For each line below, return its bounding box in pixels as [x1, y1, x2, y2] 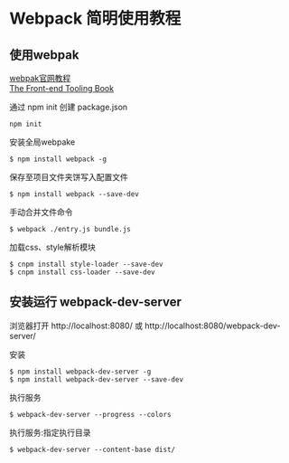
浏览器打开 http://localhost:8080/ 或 [9, 320, 143, 331]
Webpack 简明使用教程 [9, 8, 182, 29]
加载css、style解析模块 [9, 241, 97, 252]
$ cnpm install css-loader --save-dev [9, 268, 155, 277]
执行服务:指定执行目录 [9, 427, 92, 438]
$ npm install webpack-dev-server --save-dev [9, 374, 183, 384]
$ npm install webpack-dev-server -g [9, 367, 152, 376]
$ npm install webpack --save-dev [9, 190, 140, 199]
